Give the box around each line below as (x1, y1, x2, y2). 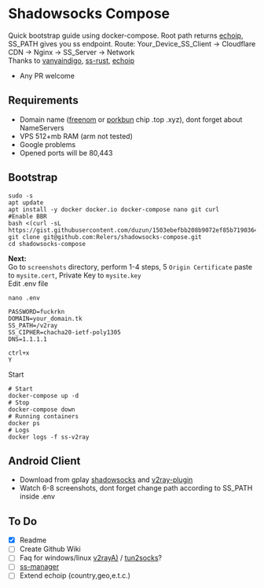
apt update (8, 198, 44, 207)
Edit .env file (8, 278, 49, 288)
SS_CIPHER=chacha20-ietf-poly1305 (8, 328, 122, 336)
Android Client (8, 454, 81, 468)
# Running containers (8, 412, 79, 421)
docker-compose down (8, 406, 76, 413)
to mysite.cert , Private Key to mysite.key (8, 270, 141, 280)
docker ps (8, 419, 41, 427)
